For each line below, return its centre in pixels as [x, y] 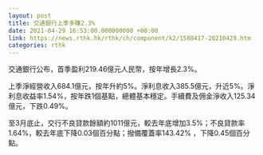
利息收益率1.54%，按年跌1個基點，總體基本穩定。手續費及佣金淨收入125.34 [132, 96]
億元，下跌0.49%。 [40, 106]
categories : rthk [37, 46]
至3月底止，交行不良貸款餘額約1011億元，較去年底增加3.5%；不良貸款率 [127, 123]
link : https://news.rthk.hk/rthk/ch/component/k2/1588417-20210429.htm [130, 38]
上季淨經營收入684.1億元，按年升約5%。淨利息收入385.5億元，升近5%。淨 [131, 86]
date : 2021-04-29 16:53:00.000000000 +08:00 [83, 30]
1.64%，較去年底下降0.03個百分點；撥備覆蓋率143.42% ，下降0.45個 [122, 133]
